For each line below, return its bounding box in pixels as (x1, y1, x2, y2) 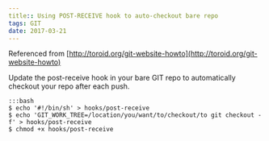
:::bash (8, 97, 35, 106)
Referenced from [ (8, 49, 69, 59)
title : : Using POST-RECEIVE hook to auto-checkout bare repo (8, 11, 219, 20)
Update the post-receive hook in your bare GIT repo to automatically (8, 73, 236, 83)
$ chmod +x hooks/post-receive (8, 126, 114, 134)
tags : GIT (8, 19, 42, 27)
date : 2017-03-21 (8, 27, 67, 35)
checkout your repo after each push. (8, 81, 130, 91)
